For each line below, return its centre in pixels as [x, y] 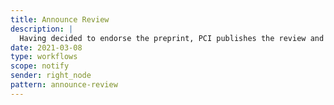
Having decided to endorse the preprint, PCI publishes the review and [172, 38]
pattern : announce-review [64, 85]
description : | [42, 29]
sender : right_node [51, 76]
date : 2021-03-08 [46, 47]
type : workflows [44, 57]
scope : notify [40, 66]
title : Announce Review [60, 19]
